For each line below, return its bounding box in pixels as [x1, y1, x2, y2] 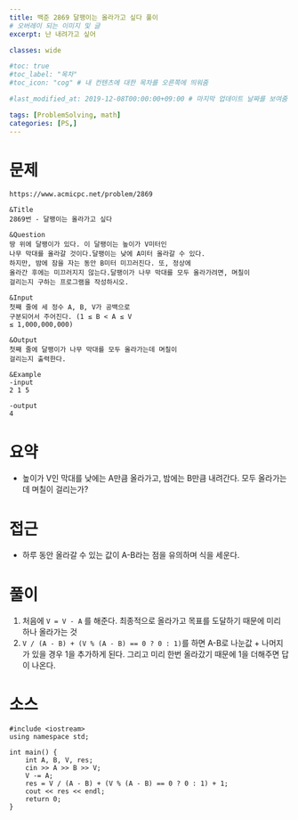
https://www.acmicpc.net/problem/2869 [9, 190, 153, 199]
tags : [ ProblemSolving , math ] [9, 111, 122, 119]
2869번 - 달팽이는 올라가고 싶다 [9, 215, 113, 224]
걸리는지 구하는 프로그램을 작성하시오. [9, 278, 129, 287]
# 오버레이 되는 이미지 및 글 [9, 21, 101, 30]
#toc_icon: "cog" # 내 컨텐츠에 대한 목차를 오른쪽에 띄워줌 [9, 78, 209, 87]
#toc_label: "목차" [9, 70, 78, 79]
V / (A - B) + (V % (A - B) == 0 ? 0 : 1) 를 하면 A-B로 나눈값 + [21, 638, 261, 649]
